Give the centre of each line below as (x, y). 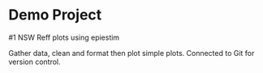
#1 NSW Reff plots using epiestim (64, 37)
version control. (34, 62)
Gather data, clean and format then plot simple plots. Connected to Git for (131, 53)
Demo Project (55, 15)
